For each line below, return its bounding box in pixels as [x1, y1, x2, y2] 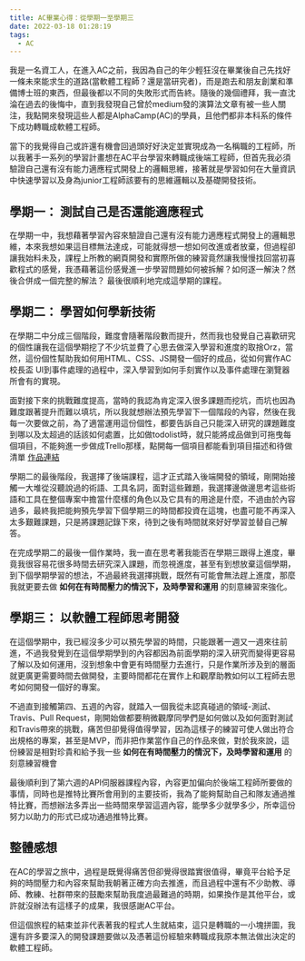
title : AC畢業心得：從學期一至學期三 [9, 13, 134, 23]
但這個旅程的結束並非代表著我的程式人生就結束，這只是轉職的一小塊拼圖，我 [9, 919, 296, 930]
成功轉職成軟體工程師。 [16, 122, 105, 133]
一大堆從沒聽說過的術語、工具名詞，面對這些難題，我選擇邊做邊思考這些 [16, 482, 288, 493]
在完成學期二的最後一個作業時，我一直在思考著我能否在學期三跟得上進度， [9, 547, 288, 558]
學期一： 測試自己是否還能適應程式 [9, 203, 203, 219]
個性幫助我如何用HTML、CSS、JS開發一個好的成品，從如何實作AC [40, 352, 292, 363]
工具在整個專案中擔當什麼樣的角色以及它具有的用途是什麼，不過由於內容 [25, 493, 296, 504]
